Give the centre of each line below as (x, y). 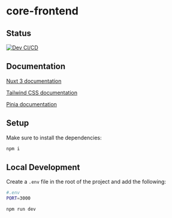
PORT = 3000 (19, 198)
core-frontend (43, 11)
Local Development (43, 167)
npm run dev (21, 209)
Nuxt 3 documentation (34, 81)
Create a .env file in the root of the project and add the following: (86, 182)
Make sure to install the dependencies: (54, 138)
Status (19, 33)
